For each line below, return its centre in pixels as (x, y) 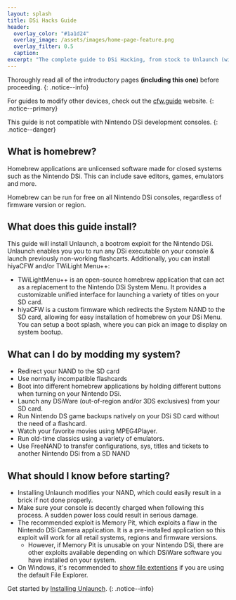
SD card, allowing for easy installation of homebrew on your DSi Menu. (120, 317)
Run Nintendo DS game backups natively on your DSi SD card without (118, 416)
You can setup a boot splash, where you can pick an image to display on (122, 325)
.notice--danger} (32, 129)
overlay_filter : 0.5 (44, 46)
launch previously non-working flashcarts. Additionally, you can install (109, 258)
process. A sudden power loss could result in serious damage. (108, 515)
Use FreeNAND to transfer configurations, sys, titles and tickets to (113, 446)
